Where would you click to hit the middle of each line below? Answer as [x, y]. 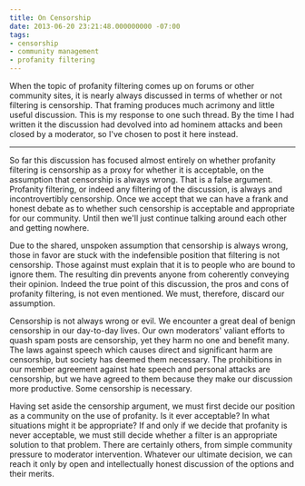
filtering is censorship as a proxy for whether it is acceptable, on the [137, 170]
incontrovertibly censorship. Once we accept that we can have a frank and [149, 199]
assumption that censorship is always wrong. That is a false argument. [141, 179]
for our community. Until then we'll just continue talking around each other [148, 218]
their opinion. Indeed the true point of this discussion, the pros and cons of [149, 284]
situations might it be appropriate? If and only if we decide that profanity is [148, 425]
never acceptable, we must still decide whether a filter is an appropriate [143, 435]
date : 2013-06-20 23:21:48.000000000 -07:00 [95, 26]
